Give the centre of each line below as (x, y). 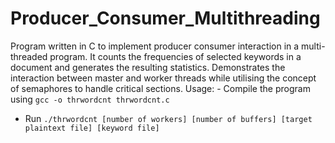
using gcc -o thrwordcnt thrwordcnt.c (90, 99)
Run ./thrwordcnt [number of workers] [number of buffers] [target (168, 118)
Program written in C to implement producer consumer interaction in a (155, 46)
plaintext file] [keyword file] (92, 128)
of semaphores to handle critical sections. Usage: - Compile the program (160, 88)
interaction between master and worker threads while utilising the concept (163, 78)
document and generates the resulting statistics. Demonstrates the (148, 67)
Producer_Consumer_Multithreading (165, 18)
